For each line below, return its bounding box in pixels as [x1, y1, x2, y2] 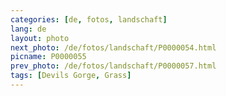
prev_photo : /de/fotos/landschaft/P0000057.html [10, 61, 217, 71]
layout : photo [10, 33, 70, 43]
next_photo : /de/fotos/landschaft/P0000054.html [10, 42, 217, 53]
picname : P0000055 [10, 52, 87, 62]
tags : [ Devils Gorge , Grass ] [10, 71, 132, 81]
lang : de [10, 24, 47, 34]
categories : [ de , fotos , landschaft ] [10, 14, 168, 25]
